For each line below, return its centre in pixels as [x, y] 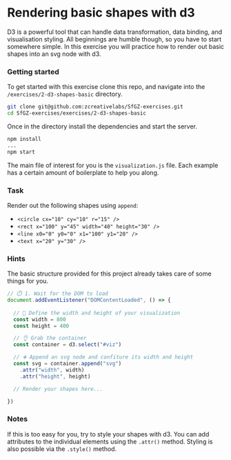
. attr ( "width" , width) [52, 370]
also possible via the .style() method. [62, 449]
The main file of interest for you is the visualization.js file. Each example [113, 165]
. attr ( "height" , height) [55, 376]
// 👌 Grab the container [50, 338]
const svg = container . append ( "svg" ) [68, 364]
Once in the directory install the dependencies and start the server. [102, 126]
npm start [21, 152]
